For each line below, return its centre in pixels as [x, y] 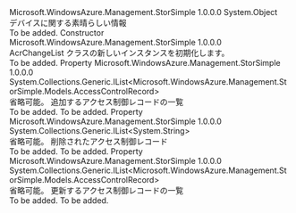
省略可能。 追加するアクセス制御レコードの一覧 [97, 102]
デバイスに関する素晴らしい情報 [68, 23]
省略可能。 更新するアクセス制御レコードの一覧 [97, 190]
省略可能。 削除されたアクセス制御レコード [89, 141]
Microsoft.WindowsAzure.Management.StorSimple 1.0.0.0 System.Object [144, 12]
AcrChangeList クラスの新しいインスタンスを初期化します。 [119, 53]
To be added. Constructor [57, 33]
